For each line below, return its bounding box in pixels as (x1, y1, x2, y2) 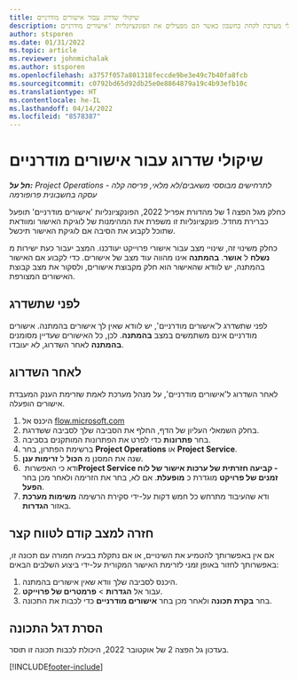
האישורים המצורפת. (9, 271, 75, 282)
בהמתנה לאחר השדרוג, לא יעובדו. (9, 339, 124, 349)
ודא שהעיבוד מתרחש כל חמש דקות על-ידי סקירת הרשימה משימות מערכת (21, 491, 270, 501)
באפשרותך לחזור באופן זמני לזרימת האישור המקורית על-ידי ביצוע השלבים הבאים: (9, 559, 279, 570)
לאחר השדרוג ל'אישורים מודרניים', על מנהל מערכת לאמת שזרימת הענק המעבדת (9, 388, 278, 399)
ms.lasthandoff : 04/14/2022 (9, 104, 114, 113)
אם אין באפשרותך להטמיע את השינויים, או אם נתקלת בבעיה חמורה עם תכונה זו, (9, 549, 275, 560)
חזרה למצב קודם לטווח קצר (9, 526, 154, 541)
